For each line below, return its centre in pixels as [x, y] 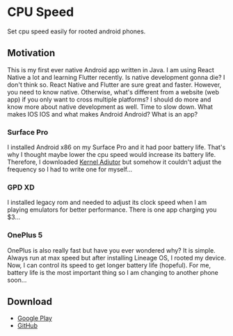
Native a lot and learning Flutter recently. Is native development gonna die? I [116, 77]
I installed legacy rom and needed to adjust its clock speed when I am [107, 203]
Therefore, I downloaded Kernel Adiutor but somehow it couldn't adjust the [114, 162]
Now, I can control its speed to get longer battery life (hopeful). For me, [109, 265]
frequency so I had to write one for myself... [70, 169]
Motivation [31, 53]
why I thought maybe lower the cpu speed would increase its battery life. [112, 155]
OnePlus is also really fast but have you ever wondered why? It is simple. [111, 250]
